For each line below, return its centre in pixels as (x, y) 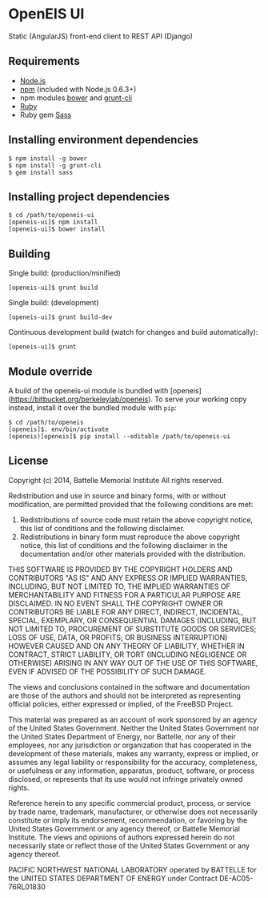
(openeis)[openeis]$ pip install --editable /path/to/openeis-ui (119, 437)
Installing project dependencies (89, 197)
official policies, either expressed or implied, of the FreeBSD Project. (121, 704)
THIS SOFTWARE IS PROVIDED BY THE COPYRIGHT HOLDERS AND (121, 569)
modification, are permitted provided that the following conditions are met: (131, 504)
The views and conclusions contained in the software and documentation (129, 687)
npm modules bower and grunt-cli (76, 98)
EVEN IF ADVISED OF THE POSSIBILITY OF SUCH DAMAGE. (107, 671)
